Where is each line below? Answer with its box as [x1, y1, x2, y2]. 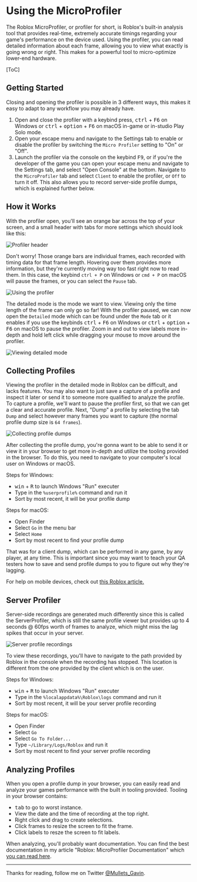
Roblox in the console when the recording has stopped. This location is [6, 659, 178, 666]
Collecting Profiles [6, 365, 76, 376]
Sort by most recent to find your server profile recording [14, 748, 151, 755]
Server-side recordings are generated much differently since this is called [6, 611, 184, 618]
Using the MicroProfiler [6, 4, 122, 18]
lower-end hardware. [6, 55, 57, 62]
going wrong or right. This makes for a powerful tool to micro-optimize [6, 48, 176, 55]
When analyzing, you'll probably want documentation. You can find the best [6, 840, 189, 847]
